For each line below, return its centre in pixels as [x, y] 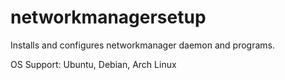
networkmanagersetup [108, 17]
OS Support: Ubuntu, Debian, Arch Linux [93, 64]
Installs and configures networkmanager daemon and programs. [143, 45]
